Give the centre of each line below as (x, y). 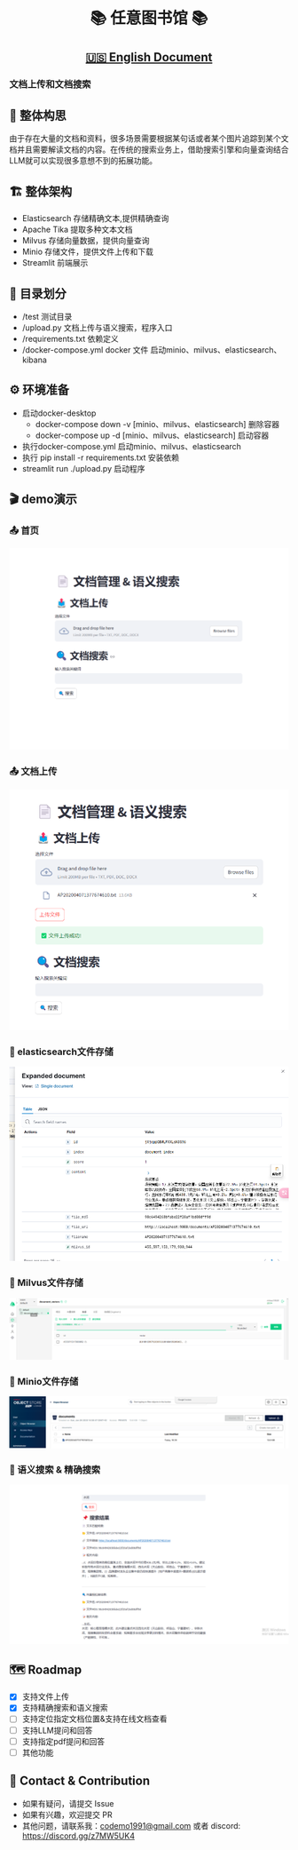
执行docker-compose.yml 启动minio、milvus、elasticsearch (132, 446)
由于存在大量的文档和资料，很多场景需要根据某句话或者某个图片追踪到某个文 (149, 139)
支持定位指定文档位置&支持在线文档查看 (94, 1719)
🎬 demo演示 (43, 500)
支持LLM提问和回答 (57, 1730)
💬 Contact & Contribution (80, 1781)
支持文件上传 (45, 1696)
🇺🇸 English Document (149, 57)
